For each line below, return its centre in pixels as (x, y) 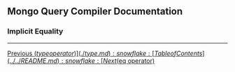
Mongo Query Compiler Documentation (95, 12)
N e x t (109, 60)
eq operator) (137, 60)
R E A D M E (34, 60)
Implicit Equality (35, 31)
